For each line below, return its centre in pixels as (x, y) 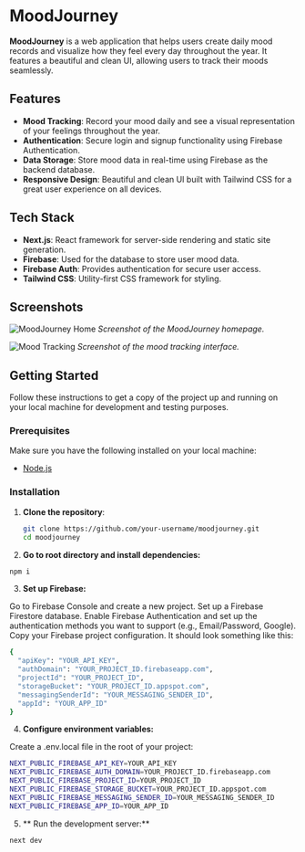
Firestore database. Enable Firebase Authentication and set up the (133, 616)
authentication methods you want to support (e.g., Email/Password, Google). (153, 626)
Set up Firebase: (54, 589)
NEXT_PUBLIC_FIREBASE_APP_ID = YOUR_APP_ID (89, 806)
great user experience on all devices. (92, 189)
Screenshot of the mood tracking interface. (158, 347)
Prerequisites (40, 431)
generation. (44, 249)
